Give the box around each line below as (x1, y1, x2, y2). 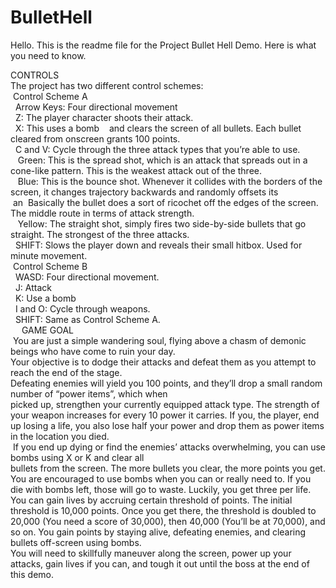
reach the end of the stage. (10, 366, 123, 378)
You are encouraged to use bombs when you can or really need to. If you (10, 472, 312, 485)
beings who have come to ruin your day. (10, 345, 176, 357)
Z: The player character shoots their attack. (14, 111, 194, 123)
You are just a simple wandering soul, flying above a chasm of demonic (12, 334, 307, 346)
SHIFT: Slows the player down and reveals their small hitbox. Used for (14, 239, 303, 251)
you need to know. (10, 49, 87, 61)
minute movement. (10, 249, 88, 261)
